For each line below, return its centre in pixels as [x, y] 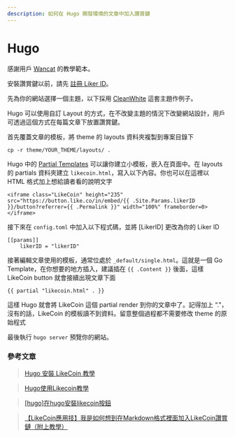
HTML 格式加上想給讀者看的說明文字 [60, 181]
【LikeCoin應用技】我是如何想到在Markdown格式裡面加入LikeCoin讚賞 [126, 417]
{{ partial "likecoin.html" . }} [56, 291]
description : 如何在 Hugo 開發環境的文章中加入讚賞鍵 [79, 14]
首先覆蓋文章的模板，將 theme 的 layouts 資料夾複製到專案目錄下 [101, 136]
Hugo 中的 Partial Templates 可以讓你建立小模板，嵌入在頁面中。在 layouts [115, 164]
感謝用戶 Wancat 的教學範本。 [51, 69]
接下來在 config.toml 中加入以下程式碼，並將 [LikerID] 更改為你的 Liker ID [113, 227]
